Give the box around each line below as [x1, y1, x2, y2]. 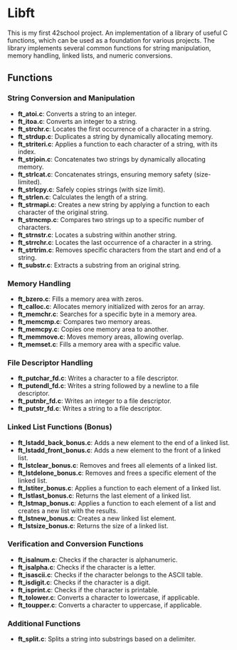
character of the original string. [17, 208, 109, 216]
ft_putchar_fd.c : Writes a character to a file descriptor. [17, 374, 179, 382]
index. [17, 147, 36, 156]
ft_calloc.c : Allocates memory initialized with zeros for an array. [17, 302, 205, 310]
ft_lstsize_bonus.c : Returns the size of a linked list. [17, 521, 169, 530]
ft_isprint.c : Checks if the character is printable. [17, 585, 159, 594]
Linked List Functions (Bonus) [7, 422, 112, 432]
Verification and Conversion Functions [7, 539, 144, 549]
